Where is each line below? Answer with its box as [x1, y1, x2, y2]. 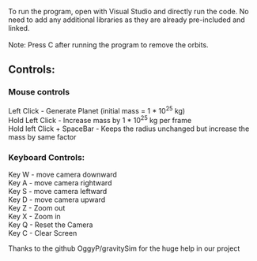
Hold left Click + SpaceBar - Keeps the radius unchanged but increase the [8, 124, 250, 133]
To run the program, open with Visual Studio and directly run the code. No [8, 7, 249, 16]
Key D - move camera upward [8, 195, 106, 204]
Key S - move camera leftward [8, 187, 108, 196]
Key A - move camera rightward [8, 178, 112, 188]
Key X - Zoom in [8, 212, 61, 222]
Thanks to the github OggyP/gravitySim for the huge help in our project [8, 244, 240, 253]
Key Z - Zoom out [8, 203, 66, 213]
